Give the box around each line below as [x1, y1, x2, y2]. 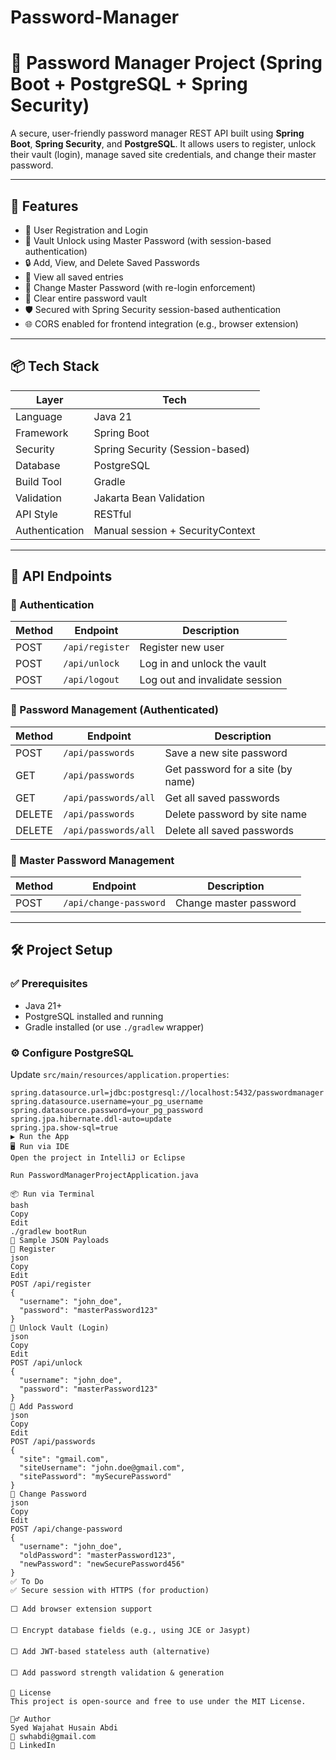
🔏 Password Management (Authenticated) [10, 703, 219, 717]
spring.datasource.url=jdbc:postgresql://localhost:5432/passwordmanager [10, 1088, 325, 1098]
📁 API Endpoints [10, 568, 113, 585]
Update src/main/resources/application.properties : [10, 1069, 230, 1081]
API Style [15, 507, 58, 521]
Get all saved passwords [164, 791, 280, 805]
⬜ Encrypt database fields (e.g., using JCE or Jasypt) [10, 1626, 252, 1636]
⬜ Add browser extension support [10, 1604, 153, 1615]
